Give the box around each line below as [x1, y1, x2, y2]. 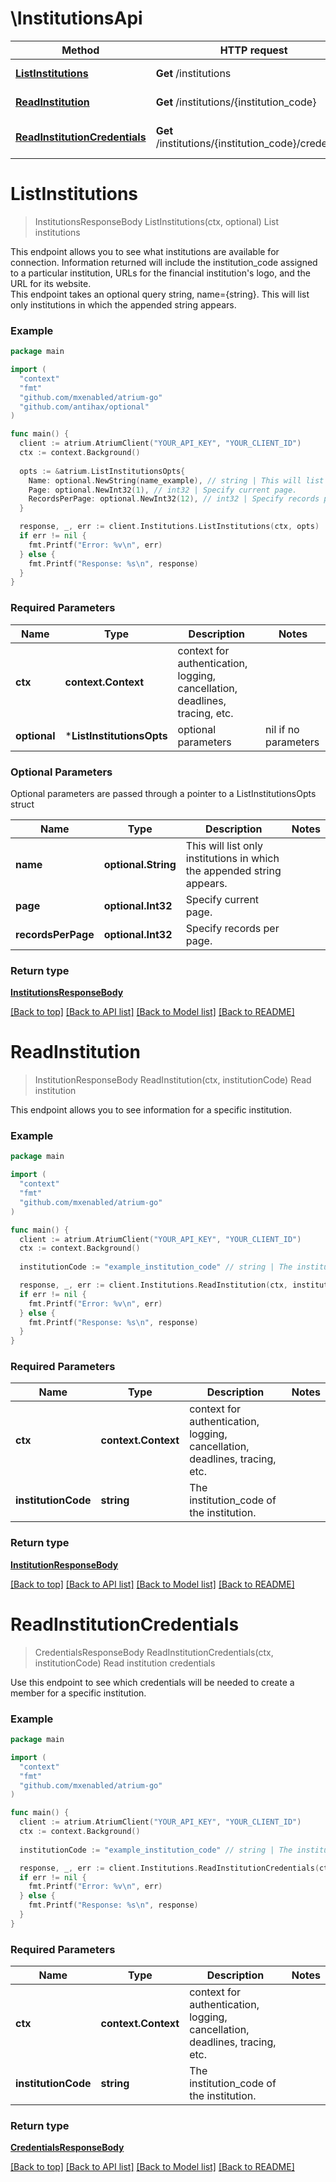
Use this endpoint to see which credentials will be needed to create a [10, 1676, 295, 1688]
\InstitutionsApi [10, 7, 143, 30]
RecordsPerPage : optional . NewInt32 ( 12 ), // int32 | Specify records [28, 494, 320, 504]
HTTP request [219, 43, 288, 57]
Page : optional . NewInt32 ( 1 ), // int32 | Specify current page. [28, 485, 298, 495]
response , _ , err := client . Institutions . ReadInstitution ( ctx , [19, 1280, 288, 1291]
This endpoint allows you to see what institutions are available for [10, 245, 280, 257]
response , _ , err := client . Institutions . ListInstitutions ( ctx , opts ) [19, 522, 320, 532]
